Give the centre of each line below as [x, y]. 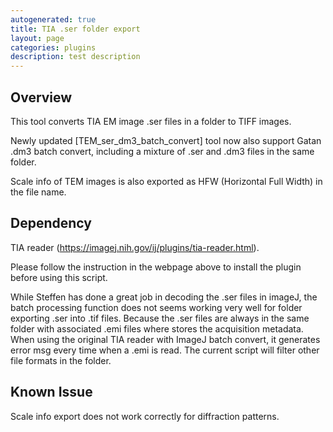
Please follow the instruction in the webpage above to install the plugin [156, 267]
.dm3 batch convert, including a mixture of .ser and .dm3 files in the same [162, 151]
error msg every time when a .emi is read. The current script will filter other [165, 350]
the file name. [38, 192]
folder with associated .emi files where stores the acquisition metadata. [157, 328]
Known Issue [51, 392]
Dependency [51, 223]
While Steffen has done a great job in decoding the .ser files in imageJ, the [164, 297]
